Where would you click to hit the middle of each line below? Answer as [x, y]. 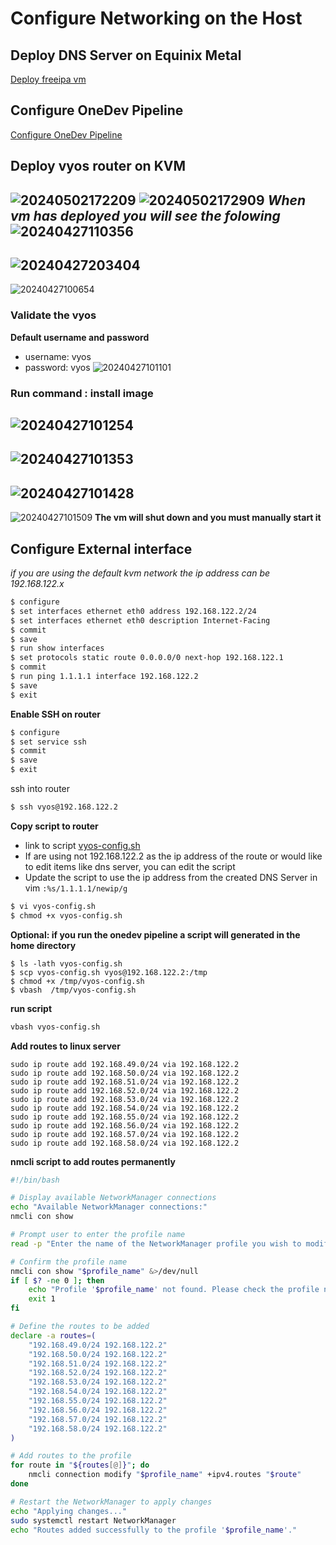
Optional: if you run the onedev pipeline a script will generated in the [155, 934]
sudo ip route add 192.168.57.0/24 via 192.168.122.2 [125, 1134]
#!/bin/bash [35, 1180]
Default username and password [80, 337]
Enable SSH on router [56, 714]
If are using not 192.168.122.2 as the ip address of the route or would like [173, 856]
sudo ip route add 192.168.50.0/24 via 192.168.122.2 [125, 1073]
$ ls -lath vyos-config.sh [66, 963]
